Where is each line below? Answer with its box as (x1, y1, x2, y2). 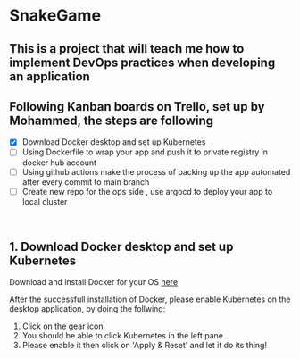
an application (9, 69, 91, 84)
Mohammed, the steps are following (9, 113, 214, 128)
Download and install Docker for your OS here (9, 277, 179, 288)
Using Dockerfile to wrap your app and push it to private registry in (21, 146, 269, 157)
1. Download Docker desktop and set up (9, 239, 234, 255)
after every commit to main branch (21, 176, 150, 188)
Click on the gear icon (21, 321, 104, 331)
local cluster (21, 196, 68, 206)
